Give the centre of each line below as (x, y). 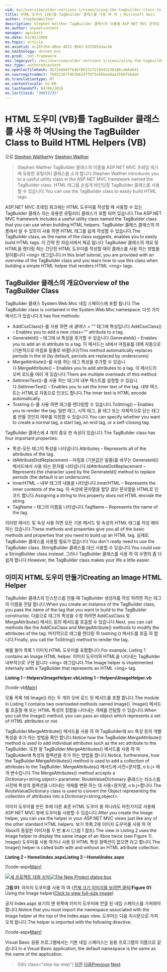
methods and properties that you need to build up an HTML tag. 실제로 (77, 535)
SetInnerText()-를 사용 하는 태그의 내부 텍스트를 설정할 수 (68, 380)
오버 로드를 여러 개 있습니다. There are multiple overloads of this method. (85, 374)
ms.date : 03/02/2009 (27, 38)
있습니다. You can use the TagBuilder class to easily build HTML (92, 191)
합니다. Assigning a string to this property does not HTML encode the (92, 496)
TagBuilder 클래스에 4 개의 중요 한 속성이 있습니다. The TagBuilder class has (80, 433)
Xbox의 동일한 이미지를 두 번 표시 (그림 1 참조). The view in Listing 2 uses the (81, 830)
